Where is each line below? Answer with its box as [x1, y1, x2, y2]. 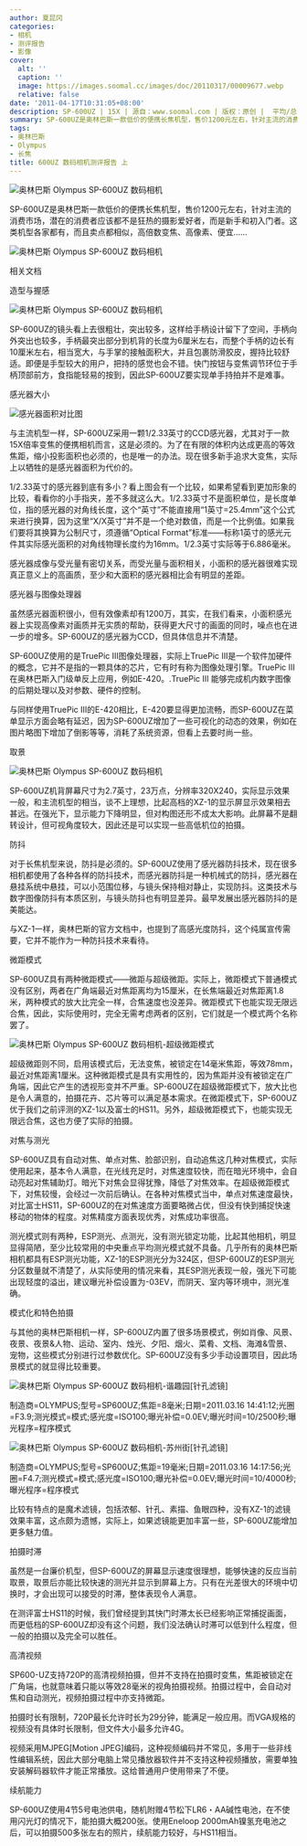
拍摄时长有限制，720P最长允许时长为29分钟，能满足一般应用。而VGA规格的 [9, 1711, 296, 1723]
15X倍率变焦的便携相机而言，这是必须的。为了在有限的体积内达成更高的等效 [9, 439, 295, 450]
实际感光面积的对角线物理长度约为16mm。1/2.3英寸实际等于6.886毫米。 [25, 538, 296, 549]
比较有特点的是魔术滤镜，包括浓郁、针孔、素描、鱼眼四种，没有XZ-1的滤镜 [9, 1503, 291, 1514]
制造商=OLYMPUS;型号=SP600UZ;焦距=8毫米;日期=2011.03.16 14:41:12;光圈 [9, 1399, 295, 1410]
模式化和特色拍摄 [9, 1307, 74, 1318]
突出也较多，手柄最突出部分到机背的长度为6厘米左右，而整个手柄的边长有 [16, 334, 295, 345]
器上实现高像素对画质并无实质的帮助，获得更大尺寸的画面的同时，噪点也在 [9, 619, 290, 631]
